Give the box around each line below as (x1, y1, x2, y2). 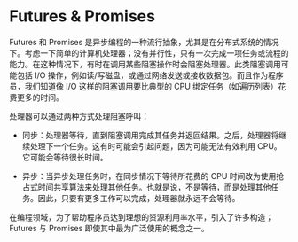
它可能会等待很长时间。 (21, 152, 108, 162)
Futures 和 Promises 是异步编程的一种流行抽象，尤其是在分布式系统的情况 (9, 36, 279, 47)
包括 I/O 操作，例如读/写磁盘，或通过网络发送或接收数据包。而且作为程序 (16, 69, 284, 81)
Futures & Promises (9, 6, 155, 27)
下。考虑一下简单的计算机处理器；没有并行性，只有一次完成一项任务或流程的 (9, 47, 289, 59)
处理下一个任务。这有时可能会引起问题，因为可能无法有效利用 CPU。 (29, 140, 282, 152)
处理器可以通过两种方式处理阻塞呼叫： (9, 111, 149, 121)
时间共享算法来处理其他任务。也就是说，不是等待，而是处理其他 (37, 182, 271, 192)
